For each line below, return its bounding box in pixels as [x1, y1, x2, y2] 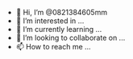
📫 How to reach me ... [15, 42, 91, 51]
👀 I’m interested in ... [15, 16, 85, 26]
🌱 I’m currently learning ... [15, 25, 102, 33]
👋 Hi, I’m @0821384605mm [15, 8, 107, 17]
